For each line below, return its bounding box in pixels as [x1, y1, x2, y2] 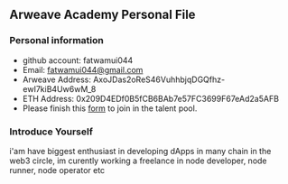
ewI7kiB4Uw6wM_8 [22, 83, 97, 94]
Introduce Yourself [9, 125, 93, 138]
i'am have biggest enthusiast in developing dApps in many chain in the [9, 145, 272, 156]
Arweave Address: [22, 74, 92, 85]
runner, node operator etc [9, 164, 106, 175]
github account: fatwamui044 [22, 54, 134, 66]
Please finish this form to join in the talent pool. [22, 103, 198, 114]
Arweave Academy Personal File [9, 7, 196, 23]
